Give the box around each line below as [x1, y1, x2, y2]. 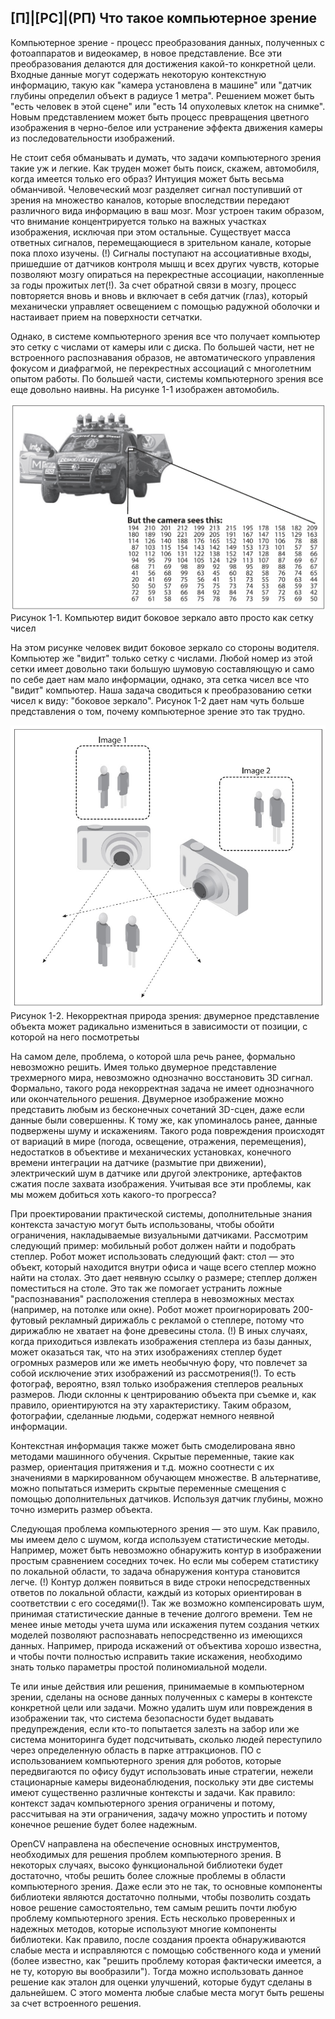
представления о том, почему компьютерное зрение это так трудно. [10, 706, 306, 718]
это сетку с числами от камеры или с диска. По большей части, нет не [10, 341, 315, 353]
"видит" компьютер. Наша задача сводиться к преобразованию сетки [10, 684, 312, 696]
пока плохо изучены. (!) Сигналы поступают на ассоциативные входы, [10, 247, 312, 259]
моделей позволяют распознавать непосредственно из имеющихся [10, 1629, 303, 1641]
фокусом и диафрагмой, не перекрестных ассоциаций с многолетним [10, 362, 312, 374]
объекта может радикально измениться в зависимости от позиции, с [10, 1020, 308, 1032]
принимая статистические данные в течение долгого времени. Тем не [10, 1607, 313, 1620]
